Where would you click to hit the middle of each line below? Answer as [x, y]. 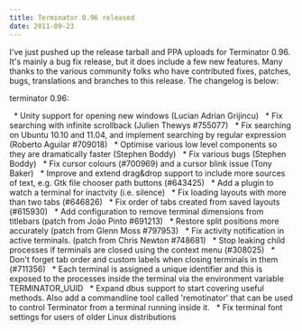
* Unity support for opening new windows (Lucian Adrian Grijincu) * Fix [148, 115]
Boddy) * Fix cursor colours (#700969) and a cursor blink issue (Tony [141, 163]
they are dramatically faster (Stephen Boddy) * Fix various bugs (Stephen [148, 153]
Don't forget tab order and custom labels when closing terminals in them [144, 259]
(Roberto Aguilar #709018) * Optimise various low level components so [143, 144]
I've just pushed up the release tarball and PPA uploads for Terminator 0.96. [150, 51]
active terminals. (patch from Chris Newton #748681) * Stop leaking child [147, 240]
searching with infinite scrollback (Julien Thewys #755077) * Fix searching [150, 125]
